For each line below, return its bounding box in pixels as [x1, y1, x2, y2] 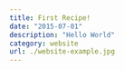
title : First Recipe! [9, 13, 91, 23]
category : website [9, 38, 79, 48]
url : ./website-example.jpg [9, 47, 116, 56]
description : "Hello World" [9, 30, 116, 39]
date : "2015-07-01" [9, 22, 83, 31]
